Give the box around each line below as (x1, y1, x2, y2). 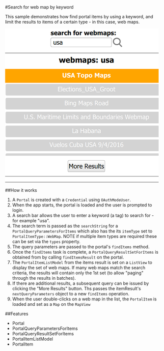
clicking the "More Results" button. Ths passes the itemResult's (12, 286, 141, 292)
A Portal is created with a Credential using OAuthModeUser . (12, 197, 131, 203)
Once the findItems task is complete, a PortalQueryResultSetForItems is (12, 249, 159, 255)
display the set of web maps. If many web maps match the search (12, 265, 146, 270)
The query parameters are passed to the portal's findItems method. (12, 244, 150, 250)
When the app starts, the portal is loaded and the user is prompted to (12, 202, 152, 208)
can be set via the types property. (12, 238, 81, 244)
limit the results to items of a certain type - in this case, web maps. (5, 19, 140, 25)
